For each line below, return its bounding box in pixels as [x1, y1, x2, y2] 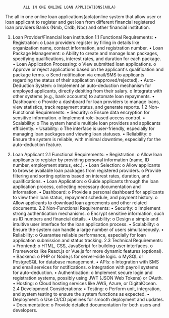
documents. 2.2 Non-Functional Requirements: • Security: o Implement [12, 205, 160, 211]
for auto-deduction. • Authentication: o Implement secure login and [12, 269, 153, 276]
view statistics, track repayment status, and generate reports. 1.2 [12, 104, 148, 110]
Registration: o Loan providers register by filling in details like [12, 39, 140, 46]
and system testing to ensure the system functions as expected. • [12, 291, 150, 297]
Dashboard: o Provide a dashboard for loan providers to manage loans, [12, 99, 160, 105]
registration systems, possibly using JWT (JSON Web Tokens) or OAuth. [12, 275, 163, 281]
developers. [12, 307, 38, 313]
